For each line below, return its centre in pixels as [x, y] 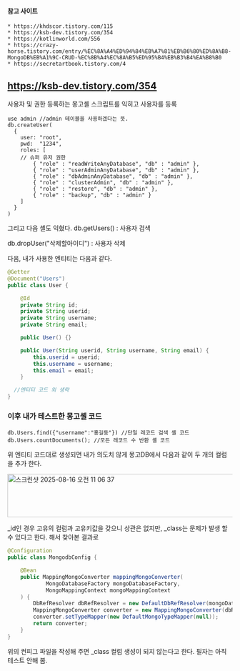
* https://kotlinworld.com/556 [54, 39]
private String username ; [59, 318]
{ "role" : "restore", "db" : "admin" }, [96, 189]
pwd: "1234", [41, 144]
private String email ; [54, 325]
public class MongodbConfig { [52, 557]
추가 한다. [28, 464]
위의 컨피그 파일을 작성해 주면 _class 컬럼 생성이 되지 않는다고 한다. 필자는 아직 [117, 651]
